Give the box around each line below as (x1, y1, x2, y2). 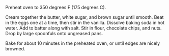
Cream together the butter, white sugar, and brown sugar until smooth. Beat (5, 14, 164, 20)
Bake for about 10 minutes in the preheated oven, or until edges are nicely (5, 40, 160, 46)
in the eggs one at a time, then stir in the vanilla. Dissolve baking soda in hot (5, 20, 165, 25)
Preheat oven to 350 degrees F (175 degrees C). (5, 5, 106, 10)
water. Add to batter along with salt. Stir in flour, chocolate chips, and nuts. (5, 25, 162, 31)
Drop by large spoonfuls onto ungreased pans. (5, 31, 103, 36)
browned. (5, 46, 25, 51)
